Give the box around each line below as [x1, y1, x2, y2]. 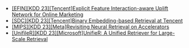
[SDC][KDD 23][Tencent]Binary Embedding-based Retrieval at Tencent [11, 17, 183, 24]
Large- [159, 29, 176, 36]
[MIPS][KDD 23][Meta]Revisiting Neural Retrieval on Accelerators [11, 23, 170, 30]
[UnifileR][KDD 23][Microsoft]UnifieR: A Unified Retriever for [11, 29, 158, 36]
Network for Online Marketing [11, 11, 84, 18]
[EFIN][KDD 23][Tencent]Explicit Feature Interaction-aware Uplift [11, 5, 169, 12]
